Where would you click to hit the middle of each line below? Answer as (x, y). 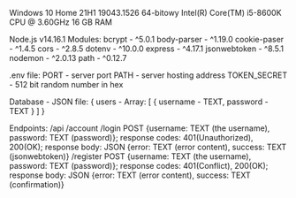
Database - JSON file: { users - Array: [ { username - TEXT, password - (139, 102)
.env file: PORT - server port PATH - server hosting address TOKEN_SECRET (148, 75)
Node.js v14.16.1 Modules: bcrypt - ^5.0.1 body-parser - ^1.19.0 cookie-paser (147, 39)
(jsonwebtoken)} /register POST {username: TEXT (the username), (130, 156)
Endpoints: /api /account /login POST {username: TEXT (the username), (140, 128)
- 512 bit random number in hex (66, 84)
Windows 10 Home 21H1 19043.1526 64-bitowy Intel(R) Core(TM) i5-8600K (145, 13)
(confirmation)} (37, 184)
